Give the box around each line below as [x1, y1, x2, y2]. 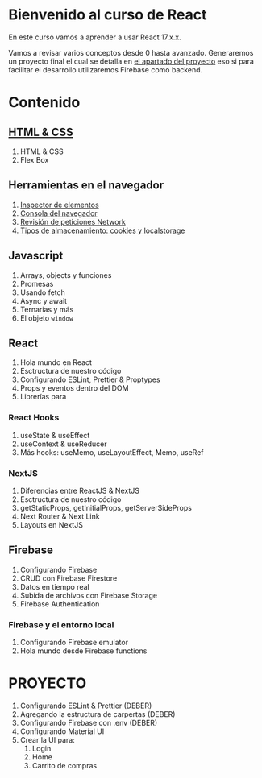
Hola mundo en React [19, 358, 93, 367]
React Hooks [8, 412, 60, 424]
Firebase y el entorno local [8, 619, 114, 630]
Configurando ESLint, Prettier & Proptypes [19, 375, 160, 384]
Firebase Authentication [19, 598, 100, 609]
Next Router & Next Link [19, 511, 100, 521]
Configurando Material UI [19, 726, 105, 736]
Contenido [8, 93, 81, 112]
